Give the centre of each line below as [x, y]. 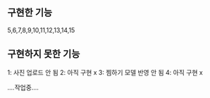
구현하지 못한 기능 [44, 54]
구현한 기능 [30, 13]
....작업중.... [23, 87]
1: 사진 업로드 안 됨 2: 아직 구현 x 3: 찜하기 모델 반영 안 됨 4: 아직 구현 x [105, 72]
